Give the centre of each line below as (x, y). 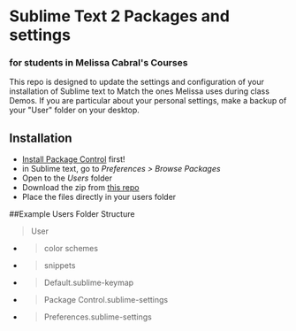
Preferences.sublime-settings (98, 317)
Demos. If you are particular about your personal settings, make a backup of (148, 101)
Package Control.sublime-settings (106, 300)
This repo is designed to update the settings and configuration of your (137, 82)
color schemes (71, 249)
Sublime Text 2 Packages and (119, 16)
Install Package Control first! (73, 159)
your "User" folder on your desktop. (74, 110)
